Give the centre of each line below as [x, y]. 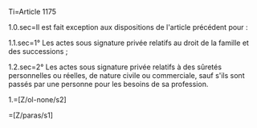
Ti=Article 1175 [33, 12]
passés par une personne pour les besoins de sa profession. [108, 84]
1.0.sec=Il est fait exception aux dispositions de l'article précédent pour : [128, 27]
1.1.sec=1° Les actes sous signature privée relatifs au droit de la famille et [128, 43]
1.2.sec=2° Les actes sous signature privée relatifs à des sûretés [115, 67]
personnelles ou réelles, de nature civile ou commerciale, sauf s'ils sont [126, 75]
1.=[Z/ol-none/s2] [37, 99]
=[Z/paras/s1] [31, 115]
